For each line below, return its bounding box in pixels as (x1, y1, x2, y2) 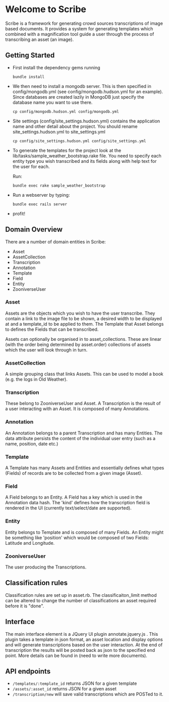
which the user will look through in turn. (5, 346, 88, 353)
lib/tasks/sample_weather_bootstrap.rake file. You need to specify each (12, 153, 161, 159)
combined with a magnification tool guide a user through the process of (5, 31, 154, 37)
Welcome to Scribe (5, 4, 87, 15)
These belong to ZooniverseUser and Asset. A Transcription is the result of (5, 401, 161, 407)
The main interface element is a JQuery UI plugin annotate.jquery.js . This (5, 631, 158, 637)
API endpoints (5, 667, 51, 676)
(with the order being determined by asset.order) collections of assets (5, 341, 151, 347)
